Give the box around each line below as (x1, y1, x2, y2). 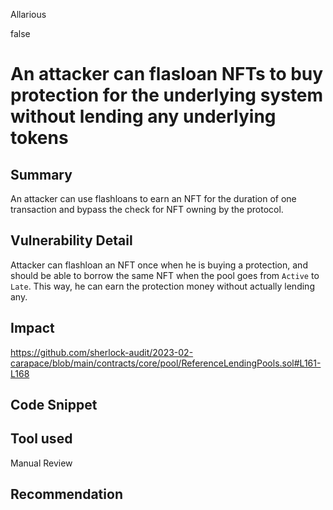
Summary (10, 166, 73, 183)
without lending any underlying (10, 105, 277, 128)
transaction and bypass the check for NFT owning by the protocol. (10, 204, 284, 215)
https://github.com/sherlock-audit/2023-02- (10, 346, 194, 358)
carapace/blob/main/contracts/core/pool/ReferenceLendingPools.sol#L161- (10, 357, 322, 369)
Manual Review (10, 457, 73, 469)
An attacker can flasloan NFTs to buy (10, 63, 324, 86)
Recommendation (10, 486, 123, 503)
